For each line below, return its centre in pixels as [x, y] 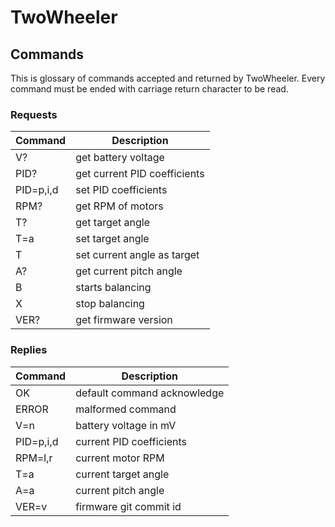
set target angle [112, 239]
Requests [34, 114]
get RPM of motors [119, 206]
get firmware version [124, 320]
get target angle [113, 223]
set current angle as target [137, 255]
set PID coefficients [121, 190]
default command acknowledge [150, 393]
